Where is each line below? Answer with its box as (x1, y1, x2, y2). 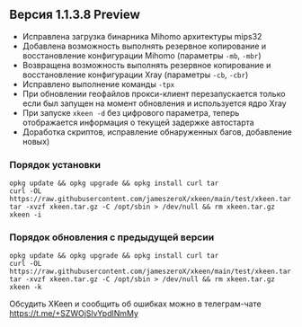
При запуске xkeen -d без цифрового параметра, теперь (22, 107, 240, 118)
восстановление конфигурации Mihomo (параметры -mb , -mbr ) (22, 49, 262, 61)
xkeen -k (9, 283, 42, 292)
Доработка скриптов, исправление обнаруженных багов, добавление (22, 126, 292, 137)
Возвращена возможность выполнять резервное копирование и (22, 59, 271, 70)
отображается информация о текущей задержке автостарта (22, 117, 254, 128)
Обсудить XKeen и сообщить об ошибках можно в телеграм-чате (9, 298, 262, 309)
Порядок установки (9, 158, 102, 171)
